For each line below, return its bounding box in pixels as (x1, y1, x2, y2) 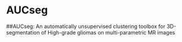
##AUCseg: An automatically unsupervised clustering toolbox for (6, 23, 165, 30)
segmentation (6, 29, 40, 36)
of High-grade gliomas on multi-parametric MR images (40, 29, 175, 36)
